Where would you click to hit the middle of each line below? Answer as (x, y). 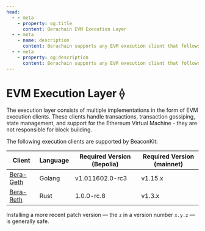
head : (13, 12)
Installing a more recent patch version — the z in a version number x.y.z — (101, 215)
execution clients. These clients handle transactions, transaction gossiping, (101, 117)
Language (54, 161)
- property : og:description (53, 57)
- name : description (43, 40)
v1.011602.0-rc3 (101, 178)
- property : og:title (45, 23)
